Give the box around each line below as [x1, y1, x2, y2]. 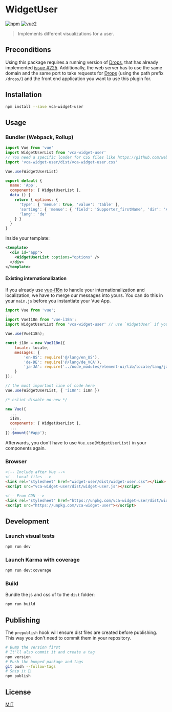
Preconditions [5, 45, 51, 54]
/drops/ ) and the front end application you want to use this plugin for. [5, 76, 152, 82]
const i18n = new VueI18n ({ [5, 341, 66, 346]
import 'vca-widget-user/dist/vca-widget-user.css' [5, 159, 118, 165]
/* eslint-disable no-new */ [5, 397, 68, 402]
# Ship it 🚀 [5, 669, 31, 674]
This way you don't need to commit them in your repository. [5, 635, 132, 641]
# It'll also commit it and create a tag [5, 649, 95, 654]
